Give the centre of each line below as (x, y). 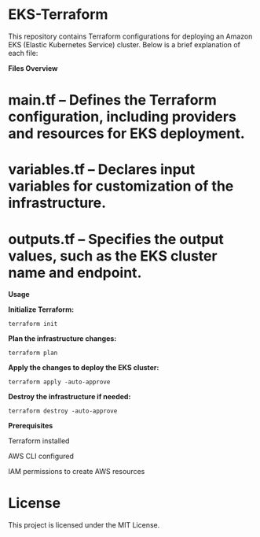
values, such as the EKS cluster (113, 256)
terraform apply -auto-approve (59, 382)
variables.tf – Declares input (102, 170)
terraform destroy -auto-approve (63, 411)
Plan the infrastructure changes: (62, 339)
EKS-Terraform (58, 15)
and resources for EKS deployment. (126, 133)
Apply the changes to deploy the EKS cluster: (84, 368)
